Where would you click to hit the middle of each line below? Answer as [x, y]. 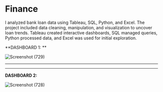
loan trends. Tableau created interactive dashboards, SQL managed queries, [81, 33]
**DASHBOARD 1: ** [26, 47]
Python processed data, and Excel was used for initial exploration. [71, 38]
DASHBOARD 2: [21, 75]
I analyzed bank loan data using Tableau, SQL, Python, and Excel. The [75, 22]
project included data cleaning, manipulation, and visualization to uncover [79, 27]
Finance [22, 9]
